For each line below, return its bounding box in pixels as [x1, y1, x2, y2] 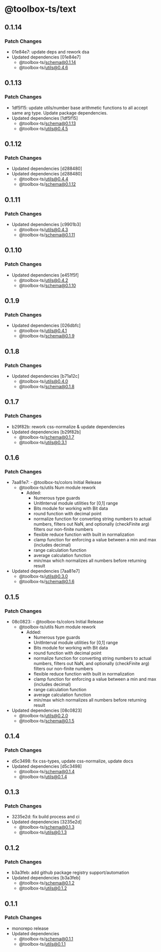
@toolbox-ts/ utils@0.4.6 [19, 64, 69, 70]
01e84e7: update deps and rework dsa [11, 49, 90, 55]
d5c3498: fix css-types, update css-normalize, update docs [11, 758, 133, 764]
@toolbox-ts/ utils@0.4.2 [19, 277, 69, 283]
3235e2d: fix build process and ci [11, 814, 80, 820]
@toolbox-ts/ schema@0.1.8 [19, 384, 74, 389]
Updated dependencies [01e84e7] [11, 54, 81, 60]
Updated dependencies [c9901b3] [11, 221, 81, 227]
